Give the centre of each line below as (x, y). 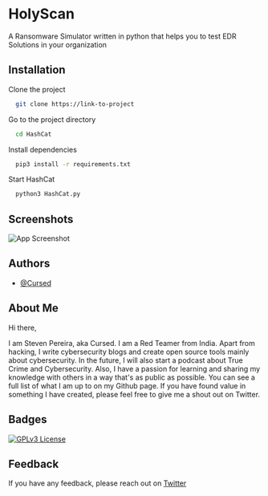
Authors (29, 264)
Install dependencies (43, 149)
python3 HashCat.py (48, 194)
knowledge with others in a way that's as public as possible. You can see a (132, 377)
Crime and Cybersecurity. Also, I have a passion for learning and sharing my (134, 368)
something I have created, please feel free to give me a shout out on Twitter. (134, 394)
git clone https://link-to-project (75, 104)
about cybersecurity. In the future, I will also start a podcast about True (126, 360)
